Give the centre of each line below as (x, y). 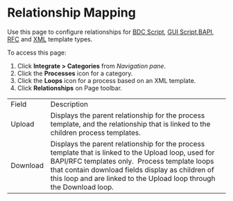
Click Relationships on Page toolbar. (70, 88)
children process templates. (95, 133)
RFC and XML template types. (50, 39)
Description (69, 104)
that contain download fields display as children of (132, 169)
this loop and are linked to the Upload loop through (133, 178)
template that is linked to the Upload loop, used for (132, 152)
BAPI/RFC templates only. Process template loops (132, 161)
